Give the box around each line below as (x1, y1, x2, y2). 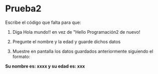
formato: (12, 53, 30, 60)
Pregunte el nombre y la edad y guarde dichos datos (12, 38, 121, 45)
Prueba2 (5, 3, 41, 14)
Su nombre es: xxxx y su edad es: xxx (5, 63, 85, 69)
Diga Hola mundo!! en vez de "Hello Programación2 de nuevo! (12, 29, 140, 35)
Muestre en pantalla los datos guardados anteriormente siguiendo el (12, 48, 153, 54)
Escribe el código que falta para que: (5, 19, 81, 25)
